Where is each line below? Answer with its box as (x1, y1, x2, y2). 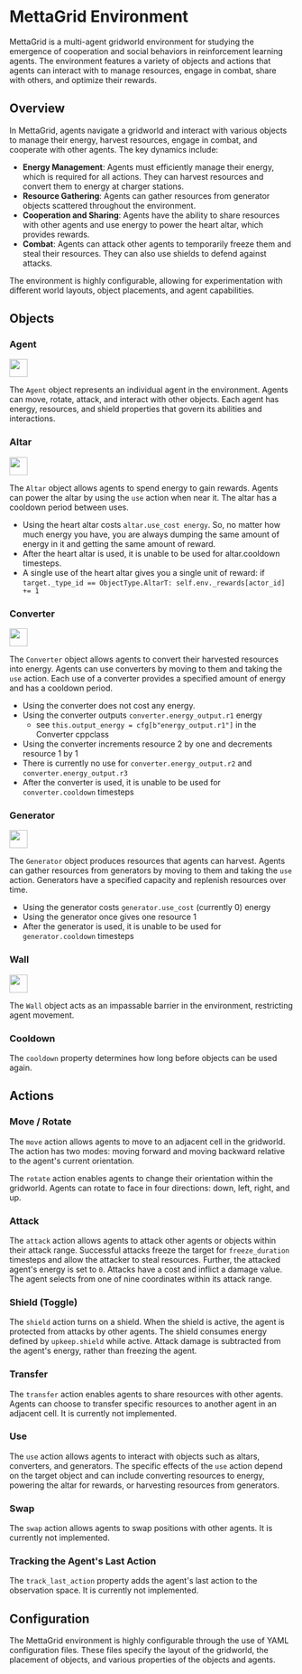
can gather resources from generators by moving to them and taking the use (9, 865, 293, 876)
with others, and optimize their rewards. (9, 74, 158, 85)
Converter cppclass (35, 729, 110, 740)
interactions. (9, 413, 56, 424)
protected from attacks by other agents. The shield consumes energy (9, 1326, 268, 1337)
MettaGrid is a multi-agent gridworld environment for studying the (9, 36, 254, 47)
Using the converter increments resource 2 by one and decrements (22, 738, 273, 749)
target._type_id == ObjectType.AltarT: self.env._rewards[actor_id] (22, 578, 286, 588)
